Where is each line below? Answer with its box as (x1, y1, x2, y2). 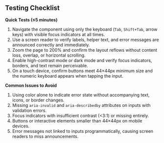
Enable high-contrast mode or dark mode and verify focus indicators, (12, 57, 152, 63)
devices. (12, 123, 30, 129)
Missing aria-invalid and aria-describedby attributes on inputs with (12, 102, 151, 108)
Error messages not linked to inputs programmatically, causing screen (12, 128, 153, 134)
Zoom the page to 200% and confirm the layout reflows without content (12, 47, 158, 53)
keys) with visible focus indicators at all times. (12, 31, 105, 37)
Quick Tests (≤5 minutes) (5, 17, 58, 22)
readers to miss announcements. (12, 133, 79, 139)
